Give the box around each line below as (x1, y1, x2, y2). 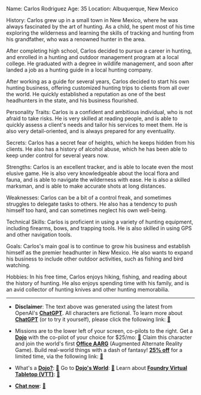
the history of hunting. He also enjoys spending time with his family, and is (6, 280, 190, 286)
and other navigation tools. (6, 231, 72, 238)
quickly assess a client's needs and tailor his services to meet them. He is (6, 121, 188, 128)
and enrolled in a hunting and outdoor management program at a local (6, 54, 179, 60)
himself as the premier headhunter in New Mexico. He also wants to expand (6, 249, 193, 256)
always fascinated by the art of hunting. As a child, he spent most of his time (6, 23, 195, 30)
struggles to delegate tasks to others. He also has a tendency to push (6, 200, 178, 207)
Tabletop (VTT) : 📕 (14, 370, 60, 378)
